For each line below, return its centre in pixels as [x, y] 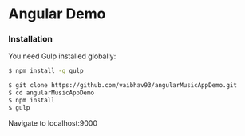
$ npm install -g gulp [46, 71]
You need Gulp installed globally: [62, 56]
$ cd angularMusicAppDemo [51, 93]
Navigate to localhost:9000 [53, 123]
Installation [31, 39]
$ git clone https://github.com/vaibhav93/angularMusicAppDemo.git [123, 86]
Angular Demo [57, 14]
